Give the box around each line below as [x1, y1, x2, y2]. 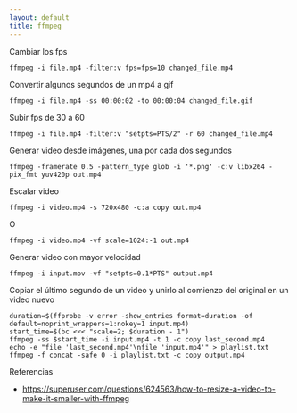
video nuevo [9, 294, 55, 305]
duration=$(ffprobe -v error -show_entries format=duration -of [9, 311, 253, 320]
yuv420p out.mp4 [41, 170, 102, 179]
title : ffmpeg [9, 21, 62, 30]
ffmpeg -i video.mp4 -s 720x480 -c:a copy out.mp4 [9, 203, 202, 212]
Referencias [9, 366, 54, 376]
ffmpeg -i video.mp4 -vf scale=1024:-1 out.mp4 [9, 236, 190, 245]
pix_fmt [9, 170, 38, 179]
